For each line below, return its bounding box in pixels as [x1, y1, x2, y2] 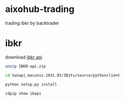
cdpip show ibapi [5, 91, 42, 96]
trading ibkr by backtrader [5, 20, 59, 26]
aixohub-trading [5, 3, 75, 15]
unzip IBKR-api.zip [5, 63, 46, 68]
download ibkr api [5, 54, 43, 60]
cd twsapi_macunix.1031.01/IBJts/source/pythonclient [5, 72, 120, 78]
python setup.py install [5, 81, 57, 87]
